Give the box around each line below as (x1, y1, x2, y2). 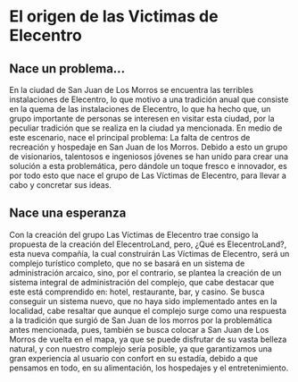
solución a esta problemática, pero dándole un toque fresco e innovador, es (9, 161, 287, 171)
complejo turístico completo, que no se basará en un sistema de (9, 258, 245, 268)
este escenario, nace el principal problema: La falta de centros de (9, 132, 251, 142)
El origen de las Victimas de (9, 6, 219, 27)
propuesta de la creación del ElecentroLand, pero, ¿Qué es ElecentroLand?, (9, 239, 287, 250)
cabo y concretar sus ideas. (9, 180, 112, 190)
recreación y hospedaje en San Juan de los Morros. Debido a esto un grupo (9, 141, 288, 152)
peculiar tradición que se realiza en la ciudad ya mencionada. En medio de (9, 123, 283, 133)
